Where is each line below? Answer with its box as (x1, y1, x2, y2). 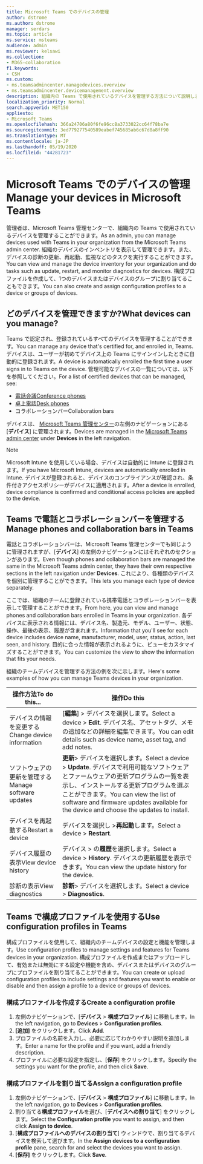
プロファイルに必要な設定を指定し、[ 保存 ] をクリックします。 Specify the (14, 1056, 197, 1064)
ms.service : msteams (6, 37, 59, 43)
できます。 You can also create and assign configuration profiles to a (16, 283, 186, 290)
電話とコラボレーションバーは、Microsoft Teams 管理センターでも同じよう (6, 541, 192, 548)
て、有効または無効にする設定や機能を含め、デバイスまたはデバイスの (6, 961, 181, 968)
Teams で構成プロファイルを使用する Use (6, 912, 160, 922)
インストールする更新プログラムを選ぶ (80, 781, 189, 790)
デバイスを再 (9, 817, 46, 825)
